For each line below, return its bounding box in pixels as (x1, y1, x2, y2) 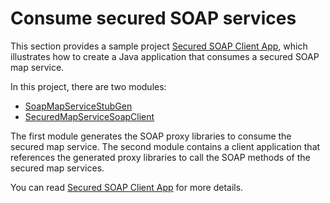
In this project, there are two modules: (10, 80, 167, 92)
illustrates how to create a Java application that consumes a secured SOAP (10, 50, 320, 62)
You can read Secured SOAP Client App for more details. (10, 181, 244, 193)
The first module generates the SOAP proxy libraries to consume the (10, 130, 292, 142)
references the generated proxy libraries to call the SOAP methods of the (10, 151, 311, 163)
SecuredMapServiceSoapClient (24, 110, 155, 122)
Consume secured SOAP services (10, 7, 297, 30)
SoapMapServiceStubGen (24, 100, 133, 112)
